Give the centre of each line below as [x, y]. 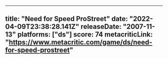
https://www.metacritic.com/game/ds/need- [80, 42]
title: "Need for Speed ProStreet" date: [67, 19]
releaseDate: [101, 27]
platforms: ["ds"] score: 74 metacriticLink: [85, 35]
